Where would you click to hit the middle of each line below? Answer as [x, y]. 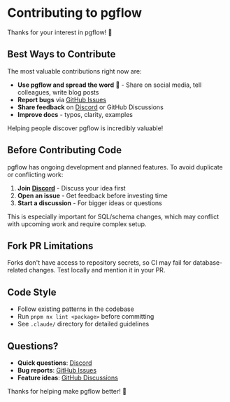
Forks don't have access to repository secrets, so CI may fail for [99, 263]
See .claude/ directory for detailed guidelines [83, 324]
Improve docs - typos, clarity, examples [75, 114]
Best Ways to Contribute [62, 54]
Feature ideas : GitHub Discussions [68, 377]
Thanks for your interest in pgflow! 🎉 [60, 32]
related [17, 270]
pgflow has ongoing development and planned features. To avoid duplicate [115, 167]
